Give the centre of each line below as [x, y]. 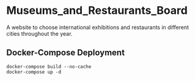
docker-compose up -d [34, 72]
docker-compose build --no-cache [49, 66]
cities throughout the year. [39, 33]
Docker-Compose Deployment [66, 53]
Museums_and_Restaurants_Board [97, 11]
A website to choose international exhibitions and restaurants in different [98, 27]
